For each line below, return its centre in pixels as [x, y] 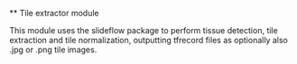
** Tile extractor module [54, 13]
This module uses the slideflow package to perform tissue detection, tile [144, 30]
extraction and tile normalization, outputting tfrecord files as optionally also [149, 40]
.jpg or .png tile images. [53, 50]
